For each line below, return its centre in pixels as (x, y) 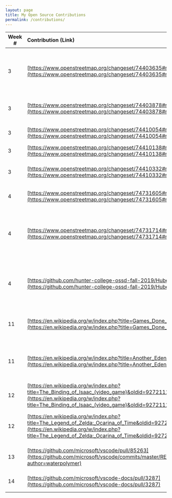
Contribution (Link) (51, 40)
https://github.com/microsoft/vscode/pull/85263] (89, 451)
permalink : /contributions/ (35, 20)
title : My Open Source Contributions (46, 15)
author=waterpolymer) (55, 464)
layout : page (19, 10)
